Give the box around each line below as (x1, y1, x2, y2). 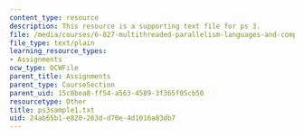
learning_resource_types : (9, 47, 107, 56)
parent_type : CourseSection (9, 80, 116, 89)
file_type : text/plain (9, 38, 95, 48)
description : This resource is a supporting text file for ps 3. (9, 22, 261, 31)
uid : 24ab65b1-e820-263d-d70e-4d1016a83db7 (9, 114, 176, 123)
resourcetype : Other (9, 96, 88, 106)
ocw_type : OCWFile (9, 64, 79, 73)
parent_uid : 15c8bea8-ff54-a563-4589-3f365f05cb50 (9, 88, 204, 97)
